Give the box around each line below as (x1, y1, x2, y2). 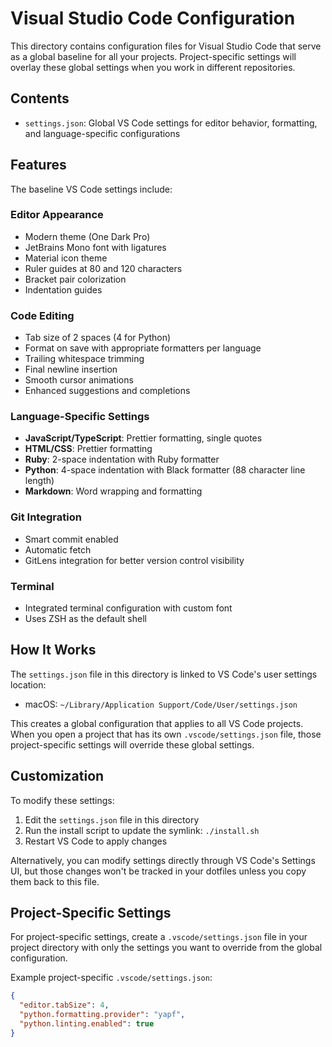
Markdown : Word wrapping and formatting (24, 485, 203, 497)
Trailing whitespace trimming (24, 353, 145, 365)
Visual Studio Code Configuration (10, 7, 296, 30)
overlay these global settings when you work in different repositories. (10, 61, 296, 73)
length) (24, 475, 55, 487)
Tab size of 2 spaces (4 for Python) (24, 332, 172, 344)
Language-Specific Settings (10, 410, 150, 424)
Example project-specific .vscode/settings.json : (10, 972, 213, 984)
